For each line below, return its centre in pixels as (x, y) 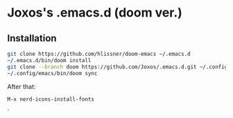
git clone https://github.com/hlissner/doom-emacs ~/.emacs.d (99, 54)
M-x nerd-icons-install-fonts (51, 99)
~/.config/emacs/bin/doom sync (52, 73)
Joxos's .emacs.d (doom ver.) (95, 13)
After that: (21, 86)
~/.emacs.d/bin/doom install (49, 60)
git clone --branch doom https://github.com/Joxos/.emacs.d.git (102, 67)
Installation (32, 38)
